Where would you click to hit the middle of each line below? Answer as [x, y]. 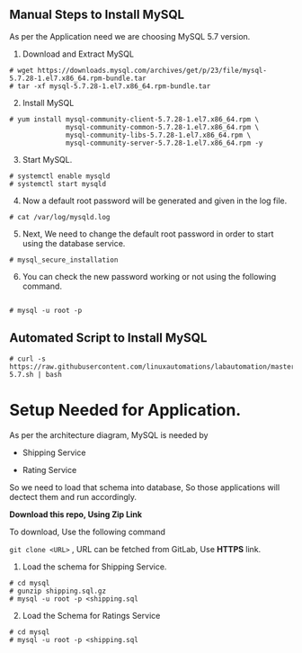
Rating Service [49, 470]
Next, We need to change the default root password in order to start [148, 234]
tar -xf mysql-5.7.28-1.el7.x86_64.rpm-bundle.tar [114, 86]
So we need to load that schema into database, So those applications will [145, 487]
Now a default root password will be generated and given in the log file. [155, 201]
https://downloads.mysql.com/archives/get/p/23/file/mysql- [152, 70]
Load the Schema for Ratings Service [91, 615]
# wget [22, 70]
